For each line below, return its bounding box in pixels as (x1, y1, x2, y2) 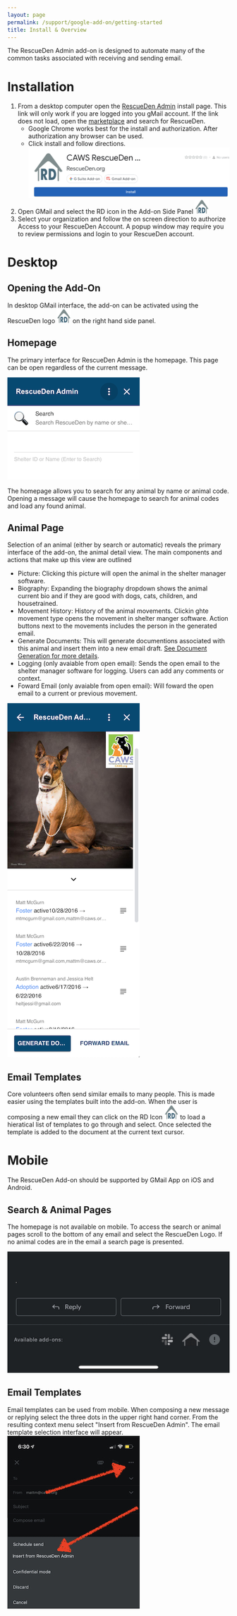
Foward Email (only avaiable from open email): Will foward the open (17, 681, 214, 691)
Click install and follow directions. (28, 140, 126, 148)
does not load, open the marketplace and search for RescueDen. (17, 117, 206, 126)
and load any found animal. (7, 502, 86, 510)
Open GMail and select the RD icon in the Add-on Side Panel (17, 207, 194, 215)
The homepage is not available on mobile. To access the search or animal (7, 1222, 221, 1231)
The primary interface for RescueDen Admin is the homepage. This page (7, 356, 219, 364)
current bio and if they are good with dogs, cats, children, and (17, 592, 197, 600)
